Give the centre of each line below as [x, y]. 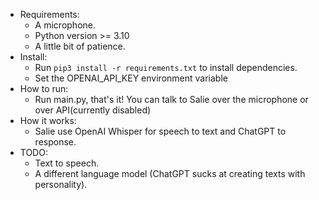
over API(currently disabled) [93, 110]
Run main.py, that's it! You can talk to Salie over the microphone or [171, 99]
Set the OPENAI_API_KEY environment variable [131, 78]
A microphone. [65, 25]
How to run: [44, 88]
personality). [61, 184]
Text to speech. [67, 163]
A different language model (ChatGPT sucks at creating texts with [170, 173]
